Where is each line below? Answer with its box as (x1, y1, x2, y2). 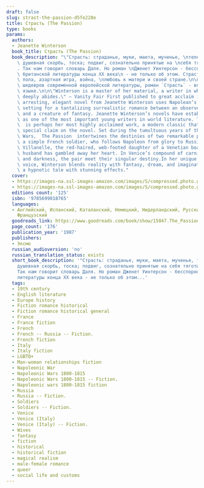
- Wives (12, 427, 32, 433)
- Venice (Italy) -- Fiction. (12, 421, 88, 427)
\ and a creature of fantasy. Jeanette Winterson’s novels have (17, 111, 183, 117)
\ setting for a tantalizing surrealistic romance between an (17, 105, 178, 111)
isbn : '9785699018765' (12, 195, 69, 201)
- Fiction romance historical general (12, 308, 110, 315)
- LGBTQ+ (12, 354, 34, 360)
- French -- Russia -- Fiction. (12, 331, 94, 337)
